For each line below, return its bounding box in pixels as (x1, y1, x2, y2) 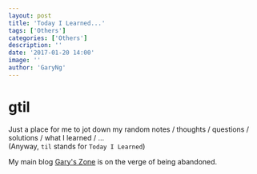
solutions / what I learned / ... (8, 132, 105, 142)
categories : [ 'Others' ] (8, 34, 88, 42)
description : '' (8, 42, 62, 49)
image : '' (8, 57, 42, 65)
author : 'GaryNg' (8, 64, 66, 72)
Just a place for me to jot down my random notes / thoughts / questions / (8, 125, 250, 134)
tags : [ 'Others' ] (8, 26, 66, 34)
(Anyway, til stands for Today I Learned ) (8, 141, 146, 151)
